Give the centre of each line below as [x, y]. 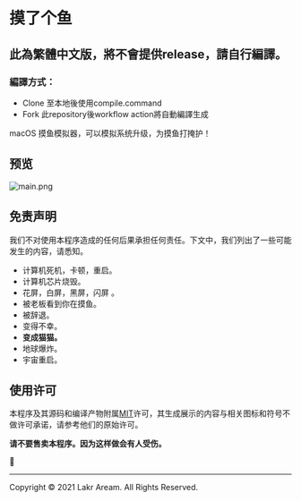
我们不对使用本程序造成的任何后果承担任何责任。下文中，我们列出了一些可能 [150, 240]
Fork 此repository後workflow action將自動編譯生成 [115, 114]
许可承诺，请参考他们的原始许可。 [80, 425]
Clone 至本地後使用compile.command [92, 103]
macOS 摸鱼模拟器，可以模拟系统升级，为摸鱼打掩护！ [110, 133]
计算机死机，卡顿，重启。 [69, 270]
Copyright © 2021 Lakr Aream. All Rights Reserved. [104, 488]
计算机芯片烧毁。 [54, 281]
